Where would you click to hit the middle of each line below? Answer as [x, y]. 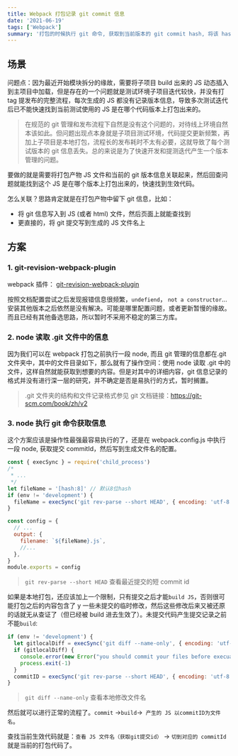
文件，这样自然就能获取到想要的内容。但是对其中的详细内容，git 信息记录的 [118, 372]
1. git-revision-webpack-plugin [62, 268]
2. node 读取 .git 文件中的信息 [58, 337]
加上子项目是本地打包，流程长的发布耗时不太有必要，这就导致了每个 [124, 142]
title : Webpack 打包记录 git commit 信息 [66, 14]
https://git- [186, 396]
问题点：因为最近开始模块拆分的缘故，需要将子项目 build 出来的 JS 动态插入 [118, 83]
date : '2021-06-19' [36, 21]
